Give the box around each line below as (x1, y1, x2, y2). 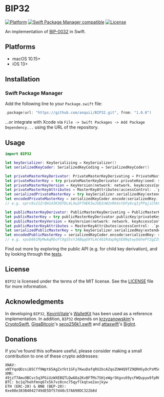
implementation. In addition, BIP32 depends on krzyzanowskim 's (5, 316, 134, 322)
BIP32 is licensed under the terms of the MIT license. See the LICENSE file (5, 278, 154, 284)
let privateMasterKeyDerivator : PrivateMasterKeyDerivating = (5, 174, 134, 178)
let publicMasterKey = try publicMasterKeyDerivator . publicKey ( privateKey (5, 214, 161, 219)
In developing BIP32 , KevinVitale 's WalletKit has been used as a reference (5, 310, 153, 316)
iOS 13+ (12, 61, 28, 66)
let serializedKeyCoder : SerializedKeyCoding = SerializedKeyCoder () (5, 165, 150, 170)
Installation (5, 75, 40, 84)
